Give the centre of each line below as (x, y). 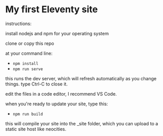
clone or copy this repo (30, 43)
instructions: (18, 24)
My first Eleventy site (52, 9)
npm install (25, 63)
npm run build (28, 114)
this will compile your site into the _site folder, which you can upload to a (82, 123)
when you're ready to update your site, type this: (57, 104)
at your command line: (29, 53)
